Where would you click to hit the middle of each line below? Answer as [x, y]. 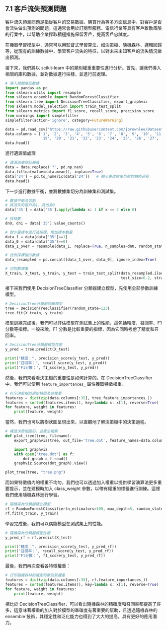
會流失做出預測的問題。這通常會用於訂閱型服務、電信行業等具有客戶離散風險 [83, 28]
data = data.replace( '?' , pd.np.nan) [44, 167]
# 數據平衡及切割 [20, 201]
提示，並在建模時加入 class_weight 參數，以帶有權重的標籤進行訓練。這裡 [85, 489]
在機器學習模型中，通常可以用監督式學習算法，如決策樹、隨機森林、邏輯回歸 [83, 45]
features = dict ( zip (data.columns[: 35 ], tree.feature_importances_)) [79, 398]
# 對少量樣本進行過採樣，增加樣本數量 [39, 232]
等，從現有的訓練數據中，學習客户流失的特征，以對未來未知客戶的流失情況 [81, 51]
